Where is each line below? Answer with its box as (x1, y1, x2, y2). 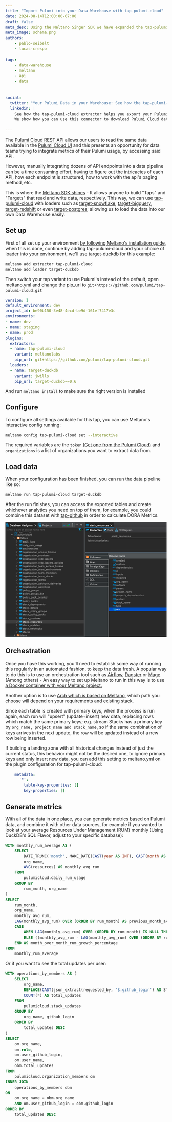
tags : (5, 57, 17, 62)
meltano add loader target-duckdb (5, 267, 79, 272)
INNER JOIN (5, 1079, 29, 1084)
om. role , (14, 1047, 33, 1052)
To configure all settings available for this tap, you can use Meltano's (5, 417, 150, 423)
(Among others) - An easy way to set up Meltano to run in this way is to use (5, 677, 165, 683)
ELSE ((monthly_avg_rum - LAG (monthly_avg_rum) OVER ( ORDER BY (24, 935, 161, 940)
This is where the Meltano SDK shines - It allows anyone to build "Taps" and (5, 190, 166, 195)
